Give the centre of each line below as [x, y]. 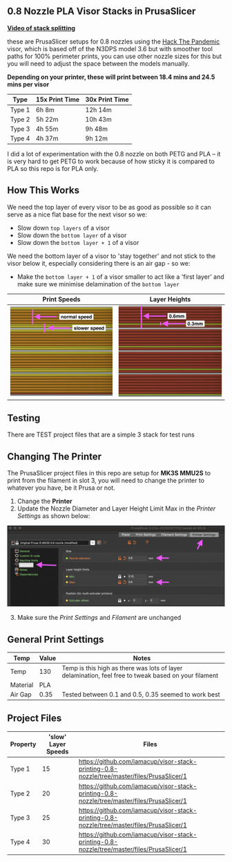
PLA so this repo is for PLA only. [53, 168]
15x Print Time [58, 100]
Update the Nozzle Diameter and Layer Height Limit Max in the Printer [116, 508]
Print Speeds [61, 300]
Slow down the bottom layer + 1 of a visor [78, 242]
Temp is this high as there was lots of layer [122, 668]
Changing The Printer [55, 456]
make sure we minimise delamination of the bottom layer [98, 284]
